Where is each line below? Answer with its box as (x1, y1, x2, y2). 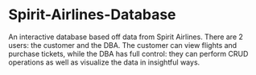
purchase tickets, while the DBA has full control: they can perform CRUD (8, 49, 249, 58)
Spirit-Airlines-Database (8, 6, 176, 24)
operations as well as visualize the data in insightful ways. (8, 57, 200, 67)
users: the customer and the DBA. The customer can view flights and (8, 40, 237, 49)
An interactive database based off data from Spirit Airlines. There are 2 (8, 32, 244, 41)
